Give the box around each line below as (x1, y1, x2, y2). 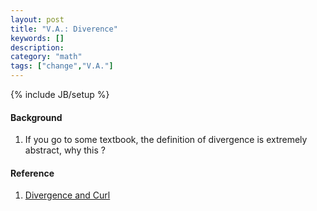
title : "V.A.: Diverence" (10, 24, 118, 34)
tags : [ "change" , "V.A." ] (10, 61, 114, 71)
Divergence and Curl (24, 189, 111, 201)
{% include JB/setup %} (10, 89, 110, 100)
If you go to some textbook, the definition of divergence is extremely (24, 134, 308, 146)
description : (10, 42, 65, 53)
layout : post (10, 14, 65, 25)
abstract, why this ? (24, 144, 106, 156)
